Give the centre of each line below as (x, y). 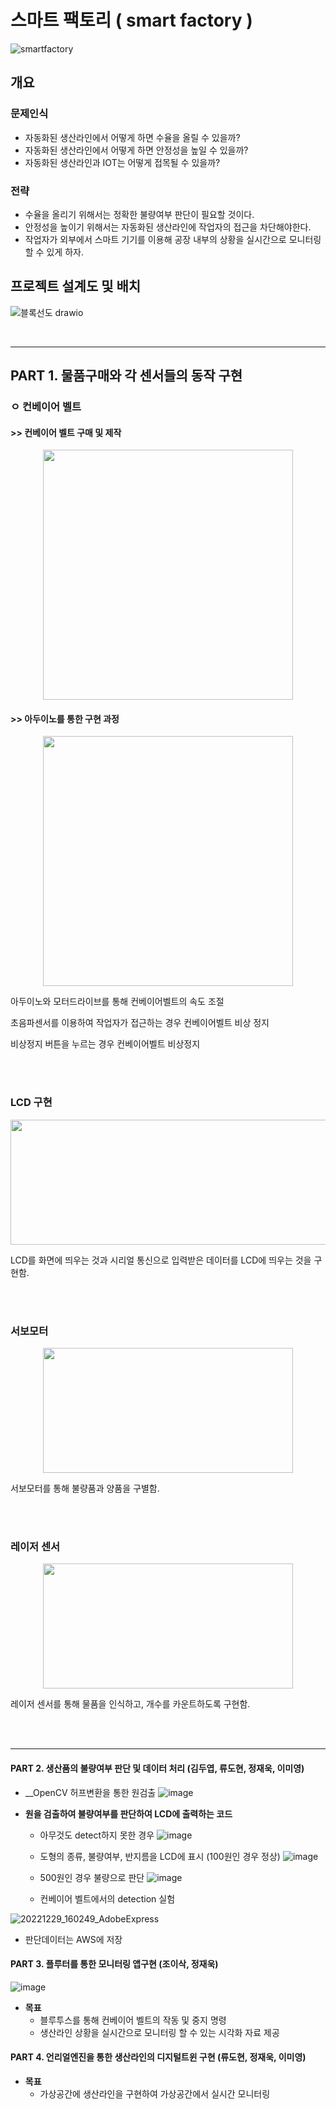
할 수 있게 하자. (54, 252)
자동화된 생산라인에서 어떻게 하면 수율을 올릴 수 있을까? (132, 137)
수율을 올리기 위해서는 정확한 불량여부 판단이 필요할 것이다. (139, 214)
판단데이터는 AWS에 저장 (73, 1939)
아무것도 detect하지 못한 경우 (97, 1835)
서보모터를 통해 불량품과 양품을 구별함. (85, 1488)
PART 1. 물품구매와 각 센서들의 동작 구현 (126, 376)
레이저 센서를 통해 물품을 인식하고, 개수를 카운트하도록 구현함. (130, 1704)
